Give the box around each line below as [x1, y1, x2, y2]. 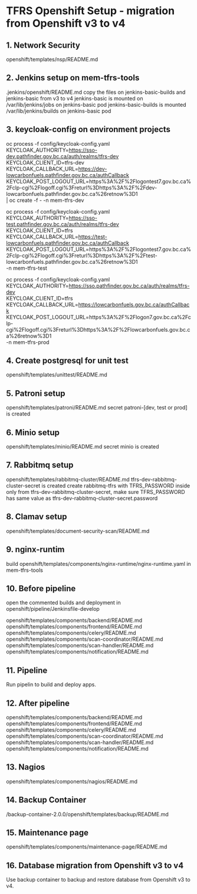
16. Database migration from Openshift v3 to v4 [6, 860, 184, 870]
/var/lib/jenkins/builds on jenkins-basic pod [6, 107, 111, 114]
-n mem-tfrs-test [6, 264, 47, 271]
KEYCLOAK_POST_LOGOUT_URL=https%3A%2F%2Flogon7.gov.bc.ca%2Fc [6, 313, 192, 320]
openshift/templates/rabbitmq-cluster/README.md [6, 476, 130, 483]
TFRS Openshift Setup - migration [6, 4, 175, 18]
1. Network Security [6, 40, 81, 50]
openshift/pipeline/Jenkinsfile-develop [6, 605, 100, 613]
